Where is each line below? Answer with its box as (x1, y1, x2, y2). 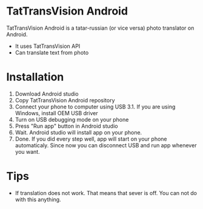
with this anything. (15, 196, 62, 203)
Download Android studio (15, 90, 79, 98)
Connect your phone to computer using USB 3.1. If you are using (15, 103, 176, 110)
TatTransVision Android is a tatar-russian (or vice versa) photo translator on (6, 24, 195, 32)
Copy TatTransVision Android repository (15, 96, 115, 104)
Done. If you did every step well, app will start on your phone (15, 135, 167, 142)
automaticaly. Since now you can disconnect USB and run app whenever (15, 141, 197, 149)
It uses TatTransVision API (15, 42, 81, 50)
